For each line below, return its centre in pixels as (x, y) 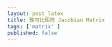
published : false (32, 33)
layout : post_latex (35, 13)
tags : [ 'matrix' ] (34, 26)
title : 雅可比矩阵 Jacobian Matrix (56, 20)
